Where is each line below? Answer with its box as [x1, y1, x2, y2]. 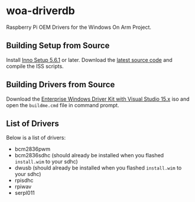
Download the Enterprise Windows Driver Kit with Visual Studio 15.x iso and [6, 95, 190, 102]
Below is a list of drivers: [6, 134, 66, 141]
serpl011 [14, 190, 35, 197]
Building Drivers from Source [6, 80, 115, 90]
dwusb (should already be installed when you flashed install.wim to [14, 164, 182, 171]
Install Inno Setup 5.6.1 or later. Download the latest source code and [6, 56, 173, 63]
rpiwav [14, 183, 32, 190]
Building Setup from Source [6, 41, 110, 51]
